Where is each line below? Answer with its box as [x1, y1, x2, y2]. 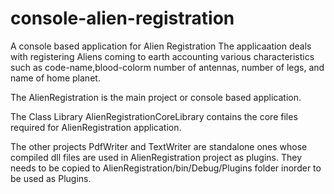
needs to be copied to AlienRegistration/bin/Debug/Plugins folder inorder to [10, 162, 322, 174]
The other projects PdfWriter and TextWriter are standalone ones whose [10, 140, 308, 152]
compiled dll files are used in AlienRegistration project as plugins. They [10, 151, 303, 163]
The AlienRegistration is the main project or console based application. [10, 91, 302, 103]
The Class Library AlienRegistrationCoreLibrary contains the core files [10, 110, 298, 122]
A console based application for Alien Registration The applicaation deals [10, 40, 312, 52]
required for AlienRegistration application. [10, 121, 182, 133]
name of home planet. [10, 72, 101, 84]
